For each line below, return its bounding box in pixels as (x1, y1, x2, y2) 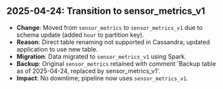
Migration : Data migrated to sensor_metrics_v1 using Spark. (16, 52, 187, 60)
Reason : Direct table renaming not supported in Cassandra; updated (16, 37, 211, 46)
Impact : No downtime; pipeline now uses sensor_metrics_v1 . (16, 74, 189, 82)
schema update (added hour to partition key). (16, 31, 145, 39)
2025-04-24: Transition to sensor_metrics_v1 (6, 5, 205, 17)
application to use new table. (16, 45, 98, 53)
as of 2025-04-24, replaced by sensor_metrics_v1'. (16, 67, 161, 75)
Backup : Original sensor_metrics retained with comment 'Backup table (16, 59, 217, 67)
